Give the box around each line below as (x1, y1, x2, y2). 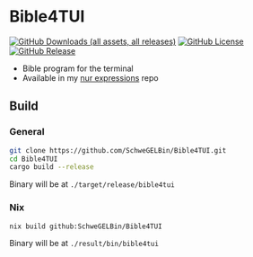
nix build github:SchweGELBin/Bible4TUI (9, 222, 163, 231)
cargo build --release (9, 163, 94, 172)
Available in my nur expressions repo (22, 72, 159, 83)
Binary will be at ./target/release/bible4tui (9, 179, 175, 190)
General (9, 126, 45, 138)
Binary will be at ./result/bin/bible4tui (9, 238, 160, 249)
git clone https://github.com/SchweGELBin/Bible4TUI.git (9, 146, 227, 155)
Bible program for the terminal (22, 63, 134, 74)
